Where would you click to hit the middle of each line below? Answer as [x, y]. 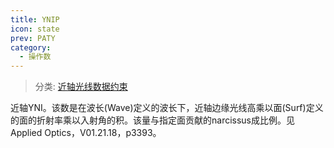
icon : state [35, 29]
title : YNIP [35, 19]
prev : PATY [33, 38]
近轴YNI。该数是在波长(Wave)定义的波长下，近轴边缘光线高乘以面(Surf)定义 [167, 108]
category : [31, 47]
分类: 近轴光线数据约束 [81, 87]
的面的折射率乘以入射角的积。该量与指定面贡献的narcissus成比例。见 [153, 120]
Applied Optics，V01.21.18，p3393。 [86, 133]
